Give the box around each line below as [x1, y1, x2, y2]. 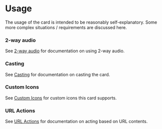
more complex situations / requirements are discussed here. [5, 24, 127, 30]
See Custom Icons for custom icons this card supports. [5, 95, 117, 101]
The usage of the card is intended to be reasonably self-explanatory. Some [5, 19, 158, 25]
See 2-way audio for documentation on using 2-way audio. [5, 48, 125, 54]
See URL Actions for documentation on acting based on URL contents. [5, 119, 148, 125]
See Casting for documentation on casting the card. [5, 71, 110, 77]
